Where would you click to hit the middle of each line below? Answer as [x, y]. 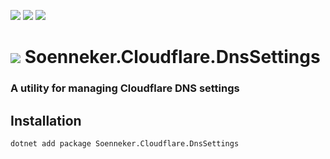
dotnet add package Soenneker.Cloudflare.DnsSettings [125, 143]
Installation [46, 120]
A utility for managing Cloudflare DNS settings [125, 88]
